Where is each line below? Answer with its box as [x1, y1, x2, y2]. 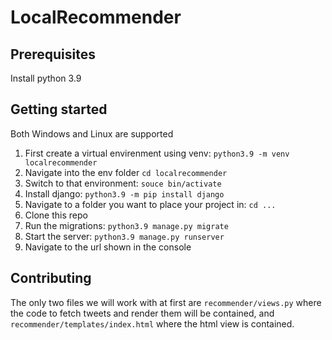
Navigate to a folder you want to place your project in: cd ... [24, 198, 277, 210]
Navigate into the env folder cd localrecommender [24, 166, 228, 178]
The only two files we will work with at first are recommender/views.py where [10, 296, 322, 308]
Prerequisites [10, 46, 96, 63]
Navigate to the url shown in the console [24, 241, 192, 253]
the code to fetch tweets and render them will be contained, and [10, 307, 275, 319]
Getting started [10, 101, 108, 118]
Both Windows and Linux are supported [10, 127, 174, 140]
